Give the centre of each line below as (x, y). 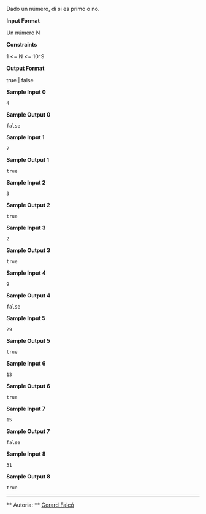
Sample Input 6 (26, 363)
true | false (20, 80)
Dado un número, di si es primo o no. (53, 9)
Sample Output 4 (29, 296)
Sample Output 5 (28, 341)
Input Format (23, 21)
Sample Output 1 (28, 160)
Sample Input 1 (25, 137)
